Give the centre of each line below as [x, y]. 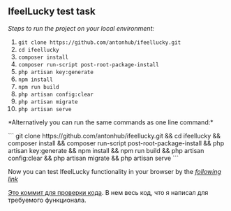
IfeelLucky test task [52, 12]
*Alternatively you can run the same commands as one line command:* [111, 122]
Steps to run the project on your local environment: [81, 28]
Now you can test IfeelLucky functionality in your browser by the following [115, 171]
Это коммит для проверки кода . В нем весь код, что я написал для [108, 192]
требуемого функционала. [47, 200]
